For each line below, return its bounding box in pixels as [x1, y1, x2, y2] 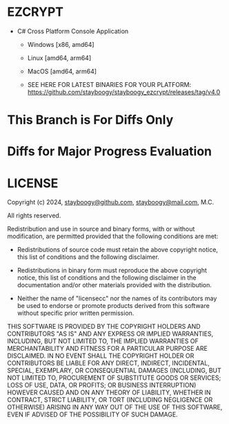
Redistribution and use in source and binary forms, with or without [7, 225, 195, 233]
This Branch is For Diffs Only [7, 112, 174, 128]
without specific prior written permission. [17, 309, 135, 318]
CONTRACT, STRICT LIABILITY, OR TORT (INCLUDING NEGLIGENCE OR [7, 396, 213, 404]
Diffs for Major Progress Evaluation [7, 144, 212, 160]
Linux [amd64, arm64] [27, 53, 92, 62]
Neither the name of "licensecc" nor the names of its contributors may [17, 294, 217, 302]
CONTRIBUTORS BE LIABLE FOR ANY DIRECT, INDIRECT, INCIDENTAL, [7, 359, 210, 367]
